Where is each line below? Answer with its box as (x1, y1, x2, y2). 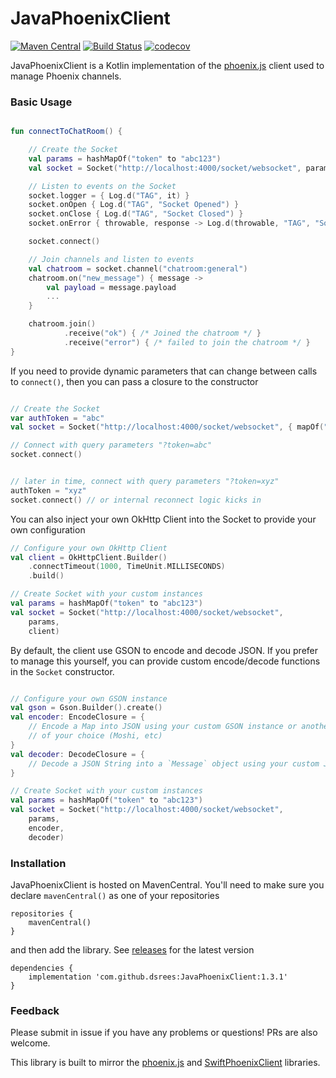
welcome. (10, 1037, 51, 1049)
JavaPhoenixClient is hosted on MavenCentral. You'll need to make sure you (10, 879, 325, 891)
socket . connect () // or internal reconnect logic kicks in (10, 495, 262, 505)
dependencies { (10, 963, 74, 974)
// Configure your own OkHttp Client (10, 543, 168, 553)
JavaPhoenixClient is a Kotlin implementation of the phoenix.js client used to (10, 59, 325, 71)
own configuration (10, 523, 86, 536)
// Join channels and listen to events (28, 254, 195, 264)
